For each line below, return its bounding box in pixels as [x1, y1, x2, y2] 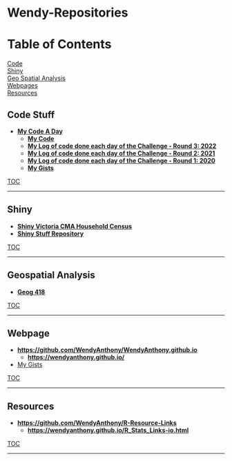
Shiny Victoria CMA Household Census [17, 222, 133, 230]
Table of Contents [7, 37, 112, 53]
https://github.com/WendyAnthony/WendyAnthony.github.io [17, 346, 198, 354]
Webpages [7, 82, 38, 90]
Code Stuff [7, 109, 55, 120]
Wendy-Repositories [7, 5, 128, 21]
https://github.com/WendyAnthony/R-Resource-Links [17, 419, 177, 427]
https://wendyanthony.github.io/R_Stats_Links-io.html [27, 426, 189, 435]
